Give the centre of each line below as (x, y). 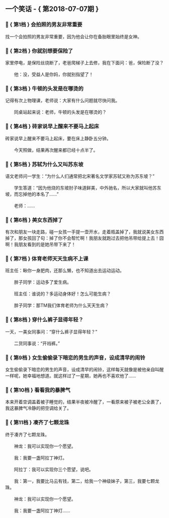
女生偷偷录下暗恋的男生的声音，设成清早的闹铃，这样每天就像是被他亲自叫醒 (84, 370)
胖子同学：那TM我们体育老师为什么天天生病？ (61, 305)
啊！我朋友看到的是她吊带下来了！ (40, 244)
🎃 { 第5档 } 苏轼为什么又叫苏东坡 (45, 164)
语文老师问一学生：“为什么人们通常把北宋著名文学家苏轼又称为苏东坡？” (80, 176)
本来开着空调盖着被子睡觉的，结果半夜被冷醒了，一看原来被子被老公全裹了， (84, 402)
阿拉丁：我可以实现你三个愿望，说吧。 (54, 469)
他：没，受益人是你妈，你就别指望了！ (54, 74)
